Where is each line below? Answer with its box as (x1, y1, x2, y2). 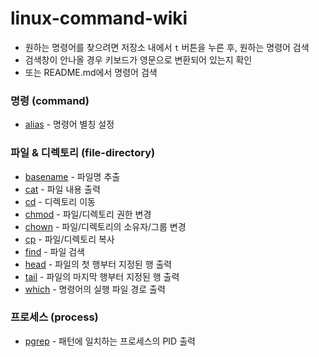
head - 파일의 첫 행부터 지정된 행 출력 (24, 258, 173, 270)
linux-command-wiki (10, 7, 188, 30)
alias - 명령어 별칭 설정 (24, 118, 115, 131)
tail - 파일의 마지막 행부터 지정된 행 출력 (24, 270, 180, 282)
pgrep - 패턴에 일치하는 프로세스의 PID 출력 (24, 335, 196, 347)
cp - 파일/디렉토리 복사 (24, 233, 115, 245)
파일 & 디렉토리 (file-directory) (10, 146, 156, 160)
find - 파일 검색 (24, 245, 85, 257)
